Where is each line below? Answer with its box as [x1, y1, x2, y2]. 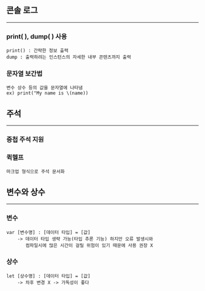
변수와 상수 [6, 187, 46, 197]
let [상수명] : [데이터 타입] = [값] [6, 273, 91, 279]
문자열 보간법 [6, 69, 43, 78]
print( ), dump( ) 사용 [6, 32, 67, 40]
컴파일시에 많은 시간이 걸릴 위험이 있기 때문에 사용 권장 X [25, 242, 154, 249]
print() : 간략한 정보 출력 [6, 48, 69, 54]
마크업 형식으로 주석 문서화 [6, 168, 65, 175]
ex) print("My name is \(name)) [6, 90, 88, 96]
